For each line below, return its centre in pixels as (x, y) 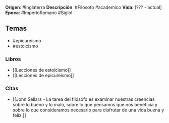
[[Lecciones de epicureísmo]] (43, 76)
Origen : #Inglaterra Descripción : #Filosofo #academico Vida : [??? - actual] (84, 7)
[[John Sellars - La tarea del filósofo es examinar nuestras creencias (83, 99)
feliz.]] (19, 115)
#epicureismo (27, 40)
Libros (13, 59)
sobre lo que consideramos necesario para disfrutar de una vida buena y (88, 110)
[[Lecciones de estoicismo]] (42, 70)
